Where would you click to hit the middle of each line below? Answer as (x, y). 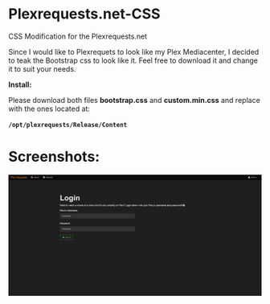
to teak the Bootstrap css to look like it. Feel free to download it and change (133, 60)
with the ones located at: (49, 109)
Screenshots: (54, 157)
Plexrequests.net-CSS (84, 14)
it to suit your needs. (42, 68)
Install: (20, 84)
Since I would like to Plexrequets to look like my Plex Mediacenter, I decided (134, 51)
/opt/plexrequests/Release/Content (68, 125)
